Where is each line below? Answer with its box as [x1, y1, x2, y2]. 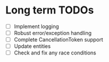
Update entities [13, 43, 51, 50]
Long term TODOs [5, 4, 94, 17]
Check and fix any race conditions [13, 49, 97, 56]
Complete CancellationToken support [13, 36, 103, 43]
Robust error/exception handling [13, 30, 92, 36]
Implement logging [13, 23, 59, 30]
